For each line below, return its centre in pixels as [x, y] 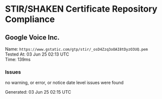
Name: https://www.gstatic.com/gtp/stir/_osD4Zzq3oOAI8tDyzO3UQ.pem [77, 49]
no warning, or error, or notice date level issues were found [64, 83]
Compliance [30, 19]
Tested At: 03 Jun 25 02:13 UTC [37, 54]
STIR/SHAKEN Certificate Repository [81, 9]
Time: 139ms [18, 59]
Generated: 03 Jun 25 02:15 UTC [38, 92]
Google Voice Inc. [32, 37]
